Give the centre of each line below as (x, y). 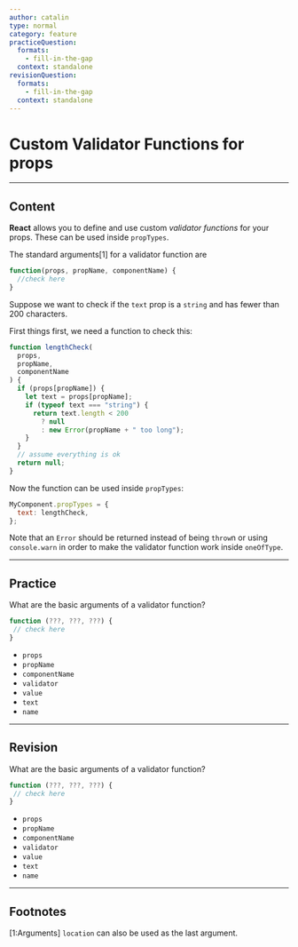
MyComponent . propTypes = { (59, 504)
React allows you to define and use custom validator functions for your (139, 228)
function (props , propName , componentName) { (93, 271)
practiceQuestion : (43, 42)
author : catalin (39, 17)
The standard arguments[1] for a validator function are (108, 255)
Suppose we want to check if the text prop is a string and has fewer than (144, 304)
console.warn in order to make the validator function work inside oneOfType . (146, 547)
